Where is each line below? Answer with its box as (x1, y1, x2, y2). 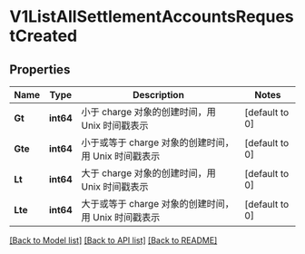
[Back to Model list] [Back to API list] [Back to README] (9, 235, 218, 246)
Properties (9, 62, 71, 77)
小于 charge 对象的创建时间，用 (81, 106, 216, 118)
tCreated (9, 25, 78, 46)
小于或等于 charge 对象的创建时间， (81, 136, 234, 149)
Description (133, 89, 184, 101)
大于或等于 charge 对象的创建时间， (81, 198, 234, 210)
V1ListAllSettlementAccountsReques (9, 6, 295, 27)
